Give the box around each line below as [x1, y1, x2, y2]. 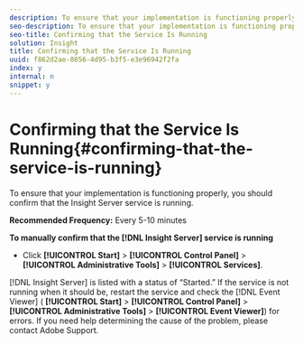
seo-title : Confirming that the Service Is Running [9, 30, 207, 39]
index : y [9, 64, 42, 73]
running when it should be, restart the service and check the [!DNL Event [9, 286, 281, 297]
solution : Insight [9, 38, 78, 48]
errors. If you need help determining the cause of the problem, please [9, 315, 269, 326]
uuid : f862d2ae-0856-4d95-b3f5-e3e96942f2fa [9, 55, 179, 64]
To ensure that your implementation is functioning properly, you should [9, 187, 273, 199]
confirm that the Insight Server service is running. [9, 197, 194, 208]
